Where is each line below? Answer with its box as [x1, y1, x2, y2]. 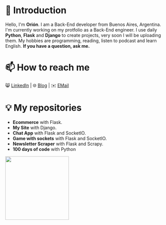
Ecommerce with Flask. [12, 119, 62, 125]
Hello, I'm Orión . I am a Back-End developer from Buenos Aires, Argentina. [5, 21, 161, 27]
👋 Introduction [5, 5, 67, 16]
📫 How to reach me [5, 62, 90, 73]
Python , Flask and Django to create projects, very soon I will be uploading [5, 32, 161, 38]
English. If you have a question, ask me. [5, 43, 90, 49]
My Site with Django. [12, 124, 57, 131]
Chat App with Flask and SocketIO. [12, 130, 86, 136]
